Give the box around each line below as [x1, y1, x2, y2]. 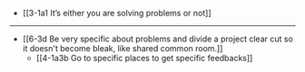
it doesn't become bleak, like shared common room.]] [22, 43, 223, 53]
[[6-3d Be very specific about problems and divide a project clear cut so [22, 33, 293, 44]
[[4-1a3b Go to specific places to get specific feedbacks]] [35, 53, 253, 63]
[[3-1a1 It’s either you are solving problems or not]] [22, 8, 212, 18]
